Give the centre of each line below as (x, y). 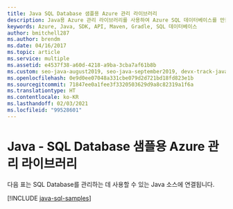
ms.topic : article (34, 53)
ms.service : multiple (38, 59)
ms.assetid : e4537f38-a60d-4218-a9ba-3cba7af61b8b (82, 65)
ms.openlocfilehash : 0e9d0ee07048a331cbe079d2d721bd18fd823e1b (101, 78)
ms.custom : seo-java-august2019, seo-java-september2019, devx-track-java (118, 71)
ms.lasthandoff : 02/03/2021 (48, 104)
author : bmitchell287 (38, 33)
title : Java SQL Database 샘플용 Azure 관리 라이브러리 (82, 13)
